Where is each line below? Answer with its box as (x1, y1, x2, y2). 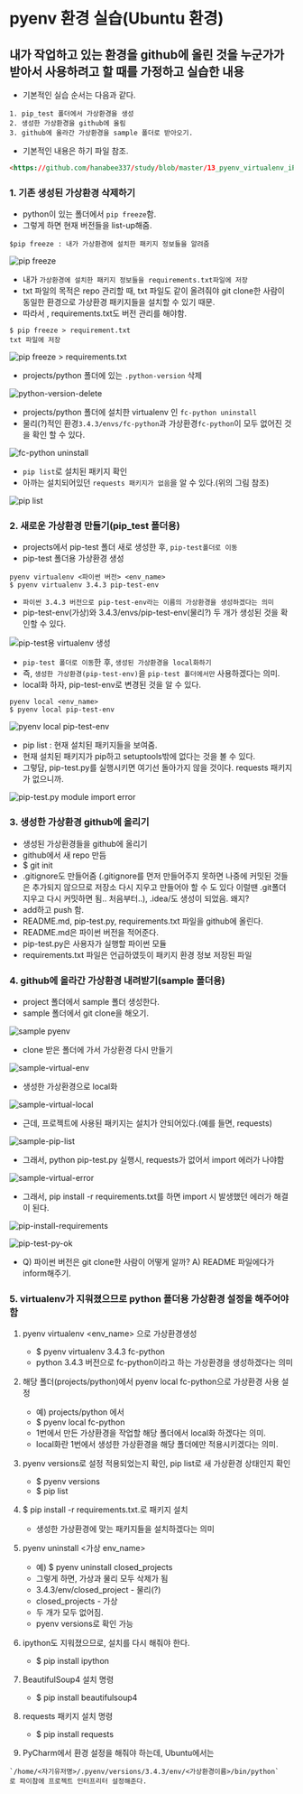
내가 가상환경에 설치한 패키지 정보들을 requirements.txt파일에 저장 (22, 274, 248, 285)
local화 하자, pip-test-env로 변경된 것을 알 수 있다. (22, 679, 201, 691)
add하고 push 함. (22, 904, 84, 915)
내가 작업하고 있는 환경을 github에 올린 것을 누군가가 (9, 47, 285, 62)
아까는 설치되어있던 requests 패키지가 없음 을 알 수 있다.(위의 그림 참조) (22, 478, 270, 488)
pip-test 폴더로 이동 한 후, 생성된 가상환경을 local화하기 (22, 656, 212, 668)
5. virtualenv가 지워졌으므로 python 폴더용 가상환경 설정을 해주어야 (9, 1292, 289, 1305)
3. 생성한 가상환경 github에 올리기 (9, 816, 150, 829)
